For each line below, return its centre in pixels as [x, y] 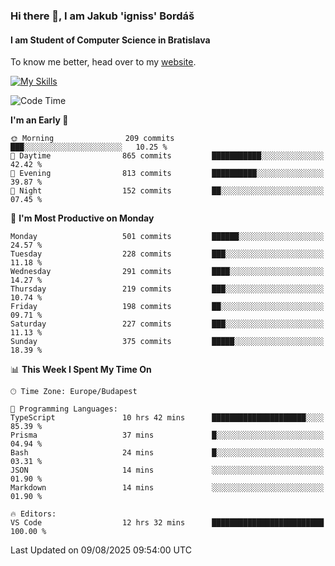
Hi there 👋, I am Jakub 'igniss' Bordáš [102, 16]
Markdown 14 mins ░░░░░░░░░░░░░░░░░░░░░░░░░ [167, 488]
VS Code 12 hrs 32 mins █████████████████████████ [167, 523]
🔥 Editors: [33, 514]
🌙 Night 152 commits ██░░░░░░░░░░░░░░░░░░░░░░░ [167, 191]
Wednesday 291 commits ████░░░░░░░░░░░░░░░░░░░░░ [167, 272]
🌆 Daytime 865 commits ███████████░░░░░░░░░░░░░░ [167, 156]
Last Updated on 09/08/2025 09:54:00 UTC [101, 550]
